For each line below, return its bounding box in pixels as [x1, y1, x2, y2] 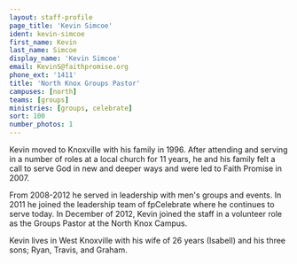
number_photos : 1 [9, 120, 74, 129]
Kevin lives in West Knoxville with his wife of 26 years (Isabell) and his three [9, 236, 286, 245]
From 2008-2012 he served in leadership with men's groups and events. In [9, 190, 282, 200]
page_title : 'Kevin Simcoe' [9, 21, 113, 30]
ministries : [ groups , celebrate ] [9, 104, 133, 113]
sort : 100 [9, 112, 46, 120]
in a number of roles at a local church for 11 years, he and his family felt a [9, 154, 276, 164]
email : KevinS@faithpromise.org [9, 63, 129, 72]
